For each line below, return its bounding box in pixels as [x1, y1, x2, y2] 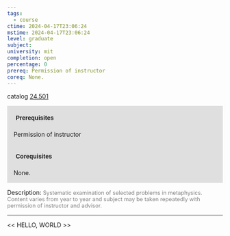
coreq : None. [7, 73, 44, 81]
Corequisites [16, 153, 53, 161]
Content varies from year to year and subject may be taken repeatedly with [7, 196, 201, 203]
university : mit [7, 49, 53, 55]
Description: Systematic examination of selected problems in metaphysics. [7, 189, 203, 197]
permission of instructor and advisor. [7, 202, 103, 209]
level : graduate [7, 36, 53, 42]
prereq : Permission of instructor [7, 67, 106, 74]
